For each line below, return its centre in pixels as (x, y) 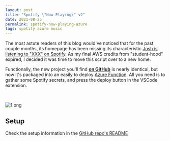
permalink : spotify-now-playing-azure (46, 24)
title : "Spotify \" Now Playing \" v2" (45, 15)
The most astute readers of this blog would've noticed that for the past (79, 43)
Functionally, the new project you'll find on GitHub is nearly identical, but (82, 69)
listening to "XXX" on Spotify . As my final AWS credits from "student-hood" (84, 54)
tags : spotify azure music (34, 29)
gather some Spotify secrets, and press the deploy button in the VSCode (81, 80)
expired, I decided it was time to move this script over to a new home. (78, 59)
